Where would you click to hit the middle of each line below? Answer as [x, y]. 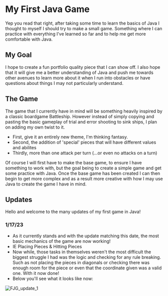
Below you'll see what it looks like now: [53, 278]
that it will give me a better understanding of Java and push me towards [79, 72]
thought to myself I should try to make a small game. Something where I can [84, 28]
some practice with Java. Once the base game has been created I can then [83, 173]
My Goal [19, 55]
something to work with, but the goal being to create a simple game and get [83, 168]
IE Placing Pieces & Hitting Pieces [47, 246]
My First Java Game [47, 9]
